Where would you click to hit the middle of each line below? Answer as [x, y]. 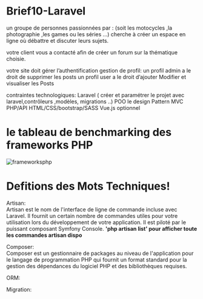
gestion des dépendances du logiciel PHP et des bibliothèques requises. [97, 266]
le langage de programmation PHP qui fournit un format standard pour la [97, 259]
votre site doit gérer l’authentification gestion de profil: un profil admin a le [99, 70]
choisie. [16, 59]
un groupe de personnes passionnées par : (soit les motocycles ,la [89, 28]
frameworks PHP [50, 145]
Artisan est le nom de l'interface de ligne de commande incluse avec [92, 209]
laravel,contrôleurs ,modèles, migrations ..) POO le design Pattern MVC [95, 101]
